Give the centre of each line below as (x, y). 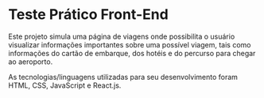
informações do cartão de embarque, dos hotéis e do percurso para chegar (132, 53)
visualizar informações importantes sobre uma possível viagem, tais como (130, 44)
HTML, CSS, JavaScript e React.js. (65, 85)
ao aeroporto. (31, 62)
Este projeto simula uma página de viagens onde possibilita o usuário (122, 36)
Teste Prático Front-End (88, 15)
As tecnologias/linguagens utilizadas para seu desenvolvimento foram (123, 77)
